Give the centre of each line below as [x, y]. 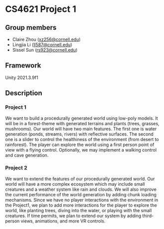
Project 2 [16, 168]
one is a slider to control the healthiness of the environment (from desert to [82, 139]
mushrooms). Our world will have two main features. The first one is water [81, 129]
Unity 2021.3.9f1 [22, 77]
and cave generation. [27, 155]
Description [24, 93]
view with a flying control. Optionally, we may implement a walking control [81, 150]
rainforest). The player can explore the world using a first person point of [80, 145]
